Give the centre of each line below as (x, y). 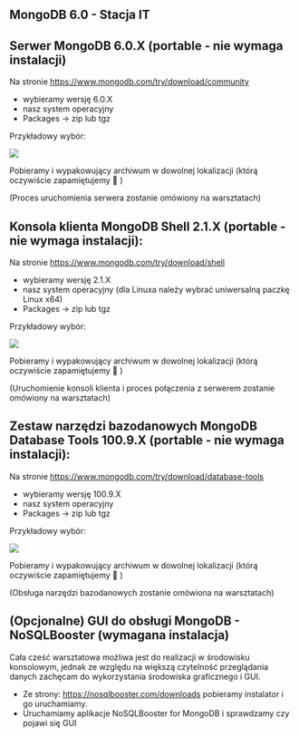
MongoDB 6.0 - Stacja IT (80, 15)
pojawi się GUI (49, 722)
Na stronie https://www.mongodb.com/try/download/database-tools (137, 476)
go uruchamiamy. (55, 703)
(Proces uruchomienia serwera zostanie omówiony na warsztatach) (135, 198)
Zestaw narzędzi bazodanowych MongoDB (134, 427)
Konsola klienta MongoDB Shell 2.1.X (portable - (148, 226)
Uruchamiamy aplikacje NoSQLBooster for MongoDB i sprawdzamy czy (156, 713)
